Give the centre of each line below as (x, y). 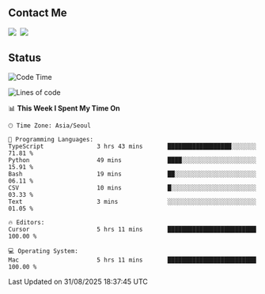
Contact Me (38, 13)
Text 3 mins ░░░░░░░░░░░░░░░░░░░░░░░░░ (132, 202)
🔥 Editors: (26, 222)
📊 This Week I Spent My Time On (64, 108)
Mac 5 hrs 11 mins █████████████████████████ (132, 260)
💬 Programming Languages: (51, 139)
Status (25, 58)
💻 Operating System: (44, 251)
